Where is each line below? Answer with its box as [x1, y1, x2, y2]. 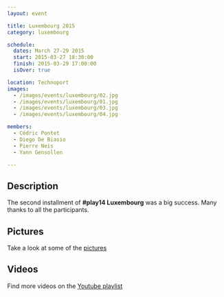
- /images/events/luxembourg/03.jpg [13, 104, 118, 112]
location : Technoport [7, 79, 69, 86]
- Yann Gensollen [13, 149, 63, 156]
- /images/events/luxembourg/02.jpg [13, 92, 118, 99]
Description [7, 180, 58, 192]
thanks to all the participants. [7, 206, 89, 214]
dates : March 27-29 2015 [13, 47, 85, 55]
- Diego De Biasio [13, 136, 67, 143]
